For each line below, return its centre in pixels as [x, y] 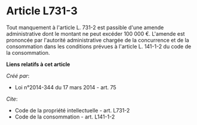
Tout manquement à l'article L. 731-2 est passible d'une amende [85, 27]
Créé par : [18, 76]
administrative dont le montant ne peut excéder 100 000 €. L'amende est [96, 33]
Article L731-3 [42, 11]
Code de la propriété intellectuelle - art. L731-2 [72, 110]
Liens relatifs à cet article [38, 64]
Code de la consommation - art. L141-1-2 [65, 117]
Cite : [12, 99]
